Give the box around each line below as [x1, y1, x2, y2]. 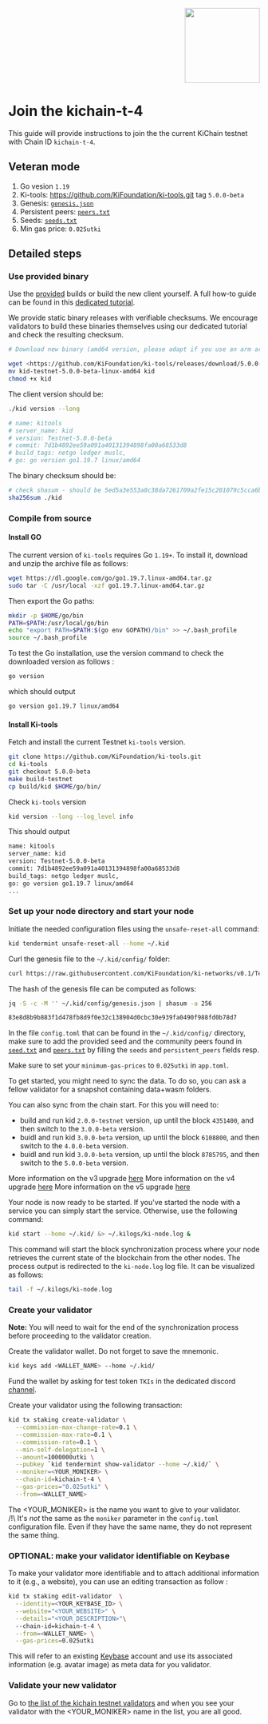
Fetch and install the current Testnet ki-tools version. [8, 737, 186, 747]
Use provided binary [8, 271, 89, 282]
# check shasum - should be [8, 486, 102, 495]
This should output [8, 827, 70, 836]
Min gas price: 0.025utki [19, 224, 101, 233]
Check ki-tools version [8, 796, 86, 807]
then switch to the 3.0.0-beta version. [19, 1124, 145, 1134]
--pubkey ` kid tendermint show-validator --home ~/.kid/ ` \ [15, 1460, 219, 1469]
